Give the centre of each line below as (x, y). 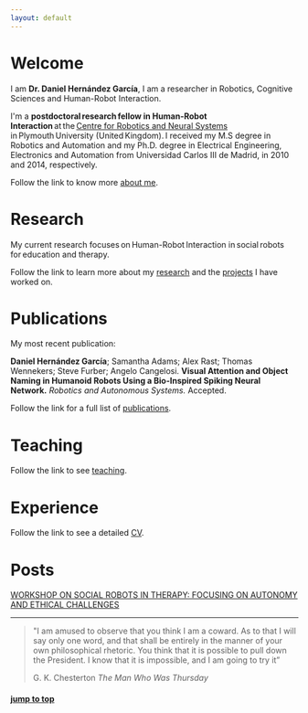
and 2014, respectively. (54, 165)
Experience (54, 507)
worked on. (32, 282)
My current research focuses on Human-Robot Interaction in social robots (147, 244)
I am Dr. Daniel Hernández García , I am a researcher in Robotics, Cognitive (152, 89)
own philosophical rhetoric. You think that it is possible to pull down (159, 651)
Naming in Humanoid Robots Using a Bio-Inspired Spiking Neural (136, 381)
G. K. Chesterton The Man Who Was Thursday (121, 678)
